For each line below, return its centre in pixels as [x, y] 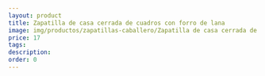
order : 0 [23, 60]
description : [30, 52]
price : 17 [25, 38]
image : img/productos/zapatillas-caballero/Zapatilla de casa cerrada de [133, 30]
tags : [17, 45]
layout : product [35, 15]
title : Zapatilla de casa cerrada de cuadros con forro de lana [117, 23]
